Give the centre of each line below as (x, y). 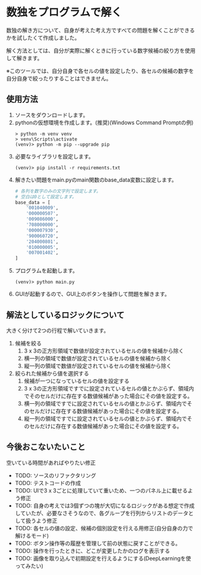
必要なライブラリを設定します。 (54, 156)
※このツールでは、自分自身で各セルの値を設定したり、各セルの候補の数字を (100, 71)
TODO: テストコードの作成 (48, 483)
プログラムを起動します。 (46, 271)
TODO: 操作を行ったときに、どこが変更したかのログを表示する (92, 551)
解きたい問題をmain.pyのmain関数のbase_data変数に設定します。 (96, 180)
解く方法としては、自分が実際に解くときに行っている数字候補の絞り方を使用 (101, 50)
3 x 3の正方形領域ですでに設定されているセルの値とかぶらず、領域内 (109, 388)
